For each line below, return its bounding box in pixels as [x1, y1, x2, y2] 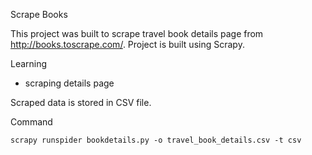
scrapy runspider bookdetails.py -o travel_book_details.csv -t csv [10, 135, 302, 145]
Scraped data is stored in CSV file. [10, 97, 152, 108]
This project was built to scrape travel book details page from [10, 28, 264, 39]
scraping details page [24, 77, 115, 89]
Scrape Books [10, 9, 68, 20]
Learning [10, 58, 48, 69]
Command [10, 116, 53, 128]
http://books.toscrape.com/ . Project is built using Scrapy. [10, 39, 245, 50]
